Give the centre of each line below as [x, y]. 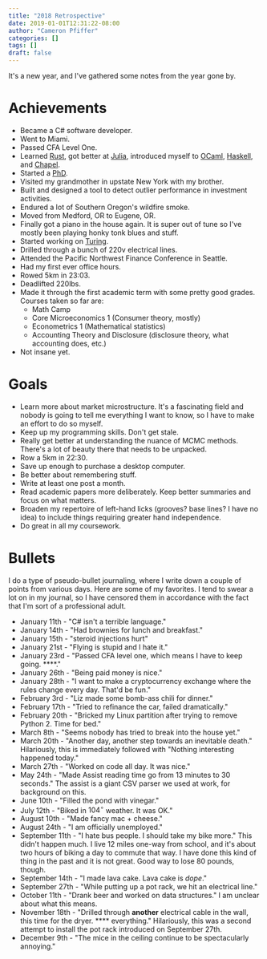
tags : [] [23, 46]
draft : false [30, 53]
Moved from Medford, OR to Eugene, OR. [88, 215]
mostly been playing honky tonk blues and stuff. [99, 233]
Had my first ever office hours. [71, 266]
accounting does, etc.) [69, 343]
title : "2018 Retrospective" [57, 16]
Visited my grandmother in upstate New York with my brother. [122, 181]
